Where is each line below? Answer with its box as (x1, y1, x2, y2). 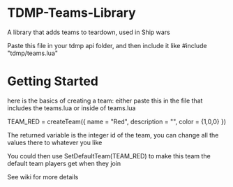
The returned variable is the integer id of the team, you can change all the (7, 130, 219, 139)
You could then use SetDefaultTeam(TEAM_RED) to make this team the (7, 151, 211, 160)
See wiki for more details (7, 172, 79, 181)
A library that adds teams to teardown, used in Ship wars (7, 28, 171, 36)
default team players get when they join (7, 159, 121, 167)
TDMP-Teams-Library (7, 5, 136, 21)
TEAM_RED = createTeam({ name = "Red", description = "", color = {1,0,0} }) (7, 117, 227, 126)
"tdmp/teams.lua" (7, 49, 58, 57)
